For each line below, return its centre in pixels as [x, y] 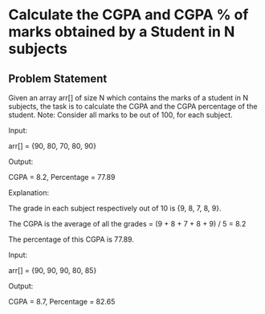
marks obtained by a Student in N [122, 32]
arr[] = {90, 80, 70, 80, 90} [52, 146]
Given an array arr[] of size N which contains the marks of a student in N [128, 98]
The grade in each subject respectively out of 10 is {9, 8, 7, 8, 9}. [115, 208]
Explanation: [29, 193]
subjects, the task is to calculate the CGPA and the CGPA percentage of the [133, 106]
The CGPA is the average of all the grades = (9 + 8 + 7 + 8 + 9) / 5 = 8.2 [127, 224]
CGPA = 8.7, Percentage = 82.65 [62, 302]
